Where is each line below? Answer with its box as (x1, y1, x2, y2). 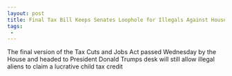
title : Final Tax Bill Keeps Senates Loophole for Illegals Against (7, 16, 209, 23)
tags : (7, 23, 23, 29)
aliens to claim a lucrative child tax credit (7, 62, 123, 71)
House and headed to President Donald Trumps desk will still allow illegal (7, 55, 215, 64)
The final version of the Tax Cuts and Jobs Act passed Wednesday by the (7, 48, 216, 56)
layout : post (7, 10, 45, 17)
